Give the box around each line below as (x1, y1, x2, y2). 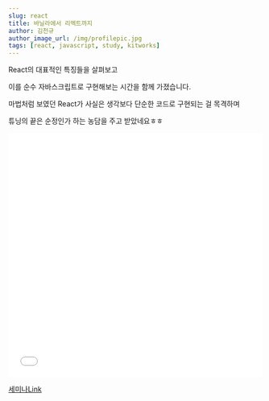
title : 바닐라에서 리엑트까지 (8, 19, 93, 27)
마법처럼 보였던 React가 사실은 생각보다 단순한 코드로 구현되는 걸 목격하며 (8, 99, 240, 109)
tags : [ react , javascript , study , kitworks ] (8, 42, 160, 50)
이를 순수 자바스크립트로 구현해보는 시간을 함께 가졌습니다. (8, 82, 192, 92)
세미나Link (8, 384, 42, 395)
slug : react (8, 11, 48, 20)
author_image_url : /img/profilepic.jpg (8, 34, 143, 43)
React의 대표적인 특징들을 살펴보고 (8, 65, 118, 75)
